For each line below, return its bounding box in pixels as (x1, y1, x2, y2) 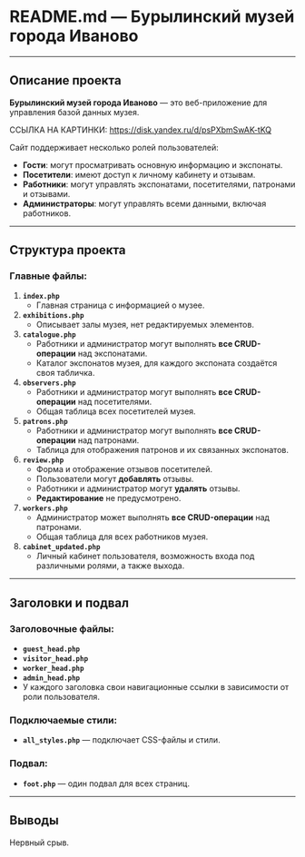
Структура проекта (9, 242, 126, 258)
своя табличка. (35, 368, 95, 379)
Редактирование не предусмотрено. (35, 493, 182, 504)
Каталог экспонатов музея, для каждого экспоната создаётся (35, 358, 278, 369)
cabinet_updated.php (22, 543, 101, 552)
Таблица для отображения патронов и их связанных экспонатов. (35, 445, 289, 456)
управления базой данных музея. (9, 106, 140, 117)
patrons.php (22, 418, 68, 427)
